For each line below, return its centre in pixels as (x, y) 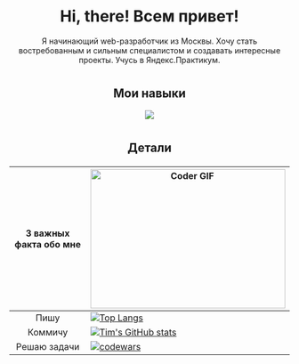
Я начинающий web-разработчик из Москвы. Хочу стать (149, 41)
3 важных (48, 233)
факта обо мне (48, 244)
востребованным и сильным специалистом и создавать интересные (149, 50)
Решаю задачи (48, 346)
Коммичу (48, 332)
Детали (149, 147)
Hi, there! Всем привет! (149, 16)
